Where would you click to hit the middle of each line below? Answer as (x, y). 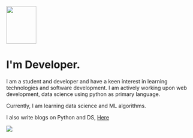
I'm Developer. (43, 65)
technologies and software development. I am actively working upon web (96, 88)
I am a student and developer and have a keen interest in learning (87, 81)
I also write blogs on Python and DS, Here (58, 117)
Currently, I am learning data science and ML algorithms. (76, 106)
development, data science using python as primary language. (83, 94)
